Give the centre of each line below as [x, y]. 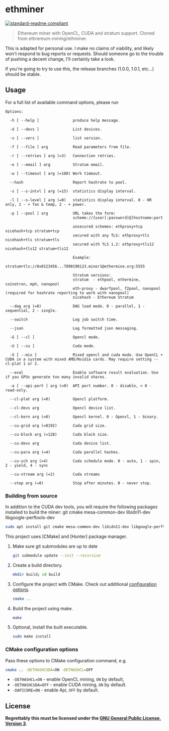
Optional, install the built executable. [50, 627]
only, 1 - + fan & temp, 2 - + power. [46, 204]
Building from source [31, 495]
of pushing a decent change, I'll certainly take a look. [60, 59]
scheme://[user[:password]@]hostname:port [118, 218]
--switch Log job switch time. [64, 319]
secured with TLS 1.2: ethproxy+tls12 [113, 244]
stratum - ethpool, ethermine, [107, 280]
